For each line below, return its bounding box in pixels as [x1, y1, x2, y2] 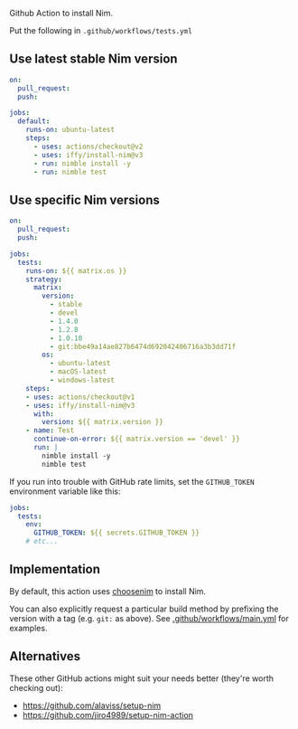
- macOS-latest [49, 367, 107, 376]
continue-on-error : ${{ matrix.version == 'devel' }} [33, 434, 241, 444]
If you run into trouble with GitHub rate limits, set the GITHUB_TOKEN [9, 476, 255, 487]
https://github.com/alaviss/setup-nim [22, 700, 162, 711]
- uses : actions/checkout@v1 [25, 393, 135, 402]
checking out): [9, 682, 63, 693]
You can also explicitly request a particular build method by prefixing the [9, 603, 279, 614]
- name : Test [25, 426, 75, 435]
